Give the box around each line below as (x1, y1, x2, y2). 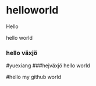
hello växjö (6, 49, 38, 57)
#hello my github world (6, 74, 61, 81)
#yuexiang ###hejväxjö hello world (6, 62, 90, 69)
